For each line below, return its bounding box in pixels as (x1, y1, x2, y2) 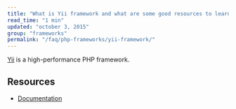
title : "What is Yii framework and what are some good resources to (7, 10, 212, 17)
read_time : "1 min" (7, 17, 65, 24)
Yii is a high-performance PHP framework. (7, 55, 130, 64)
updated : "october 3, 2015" (7, 23, 90, 30)
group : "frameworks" (7, 29, 68, 37)
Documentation (17, 94, 63, 102)
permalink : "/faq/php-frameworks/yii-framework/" (7, 36, 156, 43)
